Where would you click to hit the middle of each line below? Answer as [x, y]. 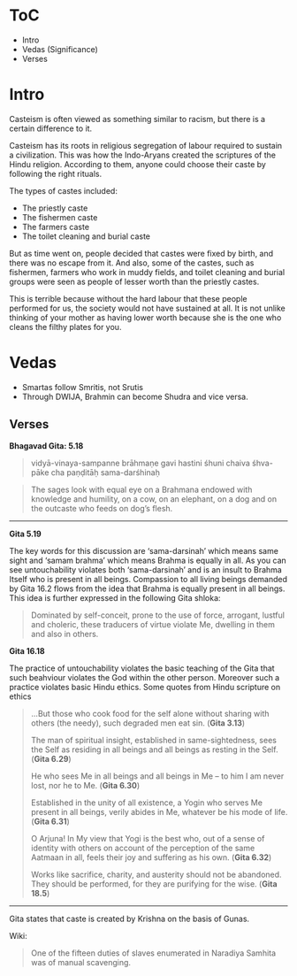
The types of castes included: [63, 190]
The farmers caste [56, 227]
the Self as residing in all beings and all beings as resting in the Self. [154, 749]
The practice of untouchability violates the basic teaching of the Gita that [142, 668]
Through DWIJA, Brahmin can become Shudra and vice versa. [135, 396]
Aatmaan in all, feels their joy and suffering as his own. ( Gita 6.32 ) [151, 857]
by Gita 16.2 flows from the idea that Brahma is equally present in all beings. [147, 588]
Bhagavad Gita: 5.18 [46, 446]
